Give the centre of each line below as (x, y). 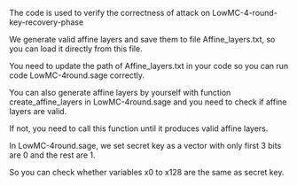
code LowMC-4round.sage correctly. (77, 75)
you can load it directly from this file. (76, 49)
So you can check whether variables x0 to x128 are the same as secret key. (147, 172)
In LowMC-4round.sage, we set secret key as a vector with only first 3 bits (145, 146)
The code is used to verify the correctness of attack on (110, 13)
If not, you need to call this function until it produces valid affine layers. (139, 128)
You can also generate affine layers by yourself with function (120, 93)
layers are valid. (38, 111)
